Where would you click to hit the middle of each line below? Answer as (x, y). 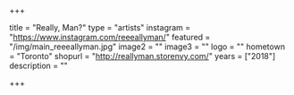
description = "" (39, 65)
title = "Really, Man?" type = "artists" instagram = (100, 27)
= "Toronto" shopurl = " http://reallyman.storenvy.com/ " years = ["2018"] (143, 56)
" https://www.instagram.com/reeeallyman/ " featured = (110, 37)
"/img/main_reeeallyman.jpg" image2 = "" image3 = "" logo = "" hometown (147, 47)
